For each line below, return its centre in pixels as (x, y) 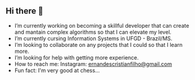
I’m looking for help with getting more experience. (77, 57)
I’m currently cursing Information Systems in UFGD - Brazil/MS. (93, 38)
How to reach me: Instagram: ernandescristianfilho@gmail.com (93, 64)
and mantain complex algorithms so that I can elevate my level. (93, 32)
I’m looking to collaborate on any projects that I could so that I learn (98, 45)
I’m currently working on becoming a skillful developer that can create (102, 25)
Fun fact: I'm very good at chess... (57, 70)
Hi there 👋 (25, 11)
